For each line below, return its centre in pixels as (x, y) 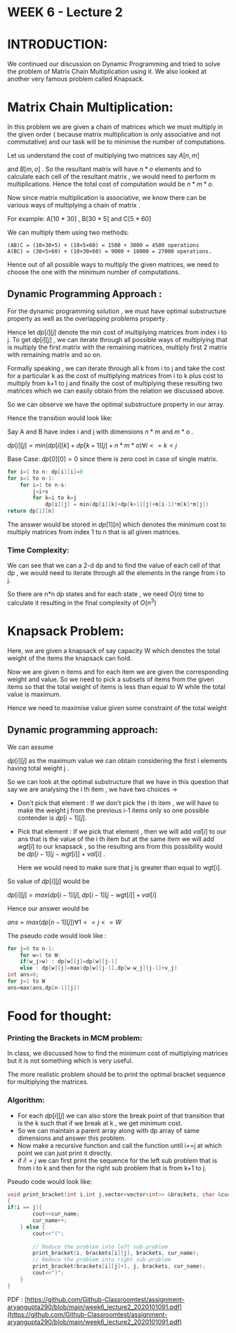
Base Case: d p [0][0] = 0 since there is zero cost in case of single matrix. (113, 459)
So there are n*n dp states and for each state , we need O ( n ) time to (106, 594)
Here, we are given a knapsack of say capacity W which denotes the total (114, 650)
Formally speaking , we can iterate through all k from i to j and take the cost (116, 368)
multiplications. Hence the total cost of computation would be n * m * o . (111, 184)
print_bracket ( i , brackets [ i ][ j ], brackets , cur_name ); (116, 1253)
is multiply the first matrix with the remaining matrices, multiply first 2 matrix (117, 347)
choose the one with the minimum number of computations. (94, 272)
